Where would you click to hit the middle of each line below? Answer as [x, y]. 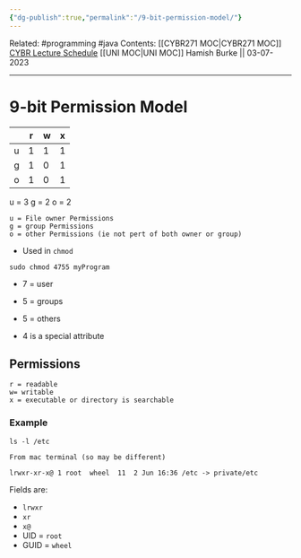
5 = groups [43, 301]
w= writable [31, 392]
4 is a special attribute [63, 336]
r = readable [34, 385]
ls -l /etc [30, 441]
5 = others [41, 318]
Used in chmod [47, 250]
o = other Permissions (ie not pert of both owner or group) [126, 234]
